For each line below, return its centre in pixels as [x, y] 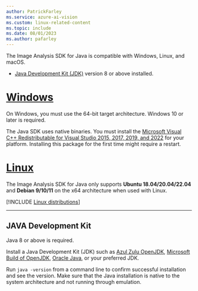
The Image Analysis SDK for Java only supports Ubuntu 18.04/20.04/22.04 [99, 184]
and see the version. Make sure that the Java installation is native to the [93, 276]
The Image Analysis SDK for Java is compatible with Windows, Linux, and [95, 56]
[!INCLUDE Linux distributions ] [43, 202]
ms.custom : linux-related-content [49, 22]
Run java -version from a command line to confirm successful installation [96, 269]
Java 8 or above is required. [40, 240]
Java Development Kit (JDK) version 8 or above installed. [84, 73]
